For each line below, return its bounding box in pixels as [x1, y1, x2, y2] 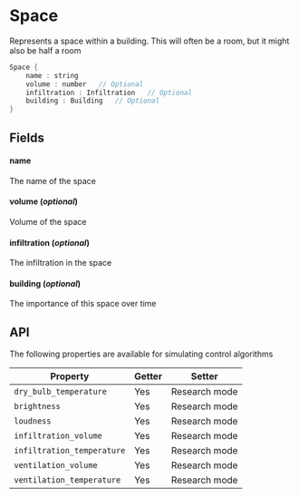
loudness [14, 416, 52, 426]
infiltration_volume [14, 431, 102, 441]
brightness [14, 401, 61, 412]
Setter [190, 370, 218, 383]
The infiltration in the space [9, 258, 112, 269]
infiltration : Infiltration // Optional [25, 88, 193, 97]
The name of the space [9, 175, 97, 186]
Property [49, 370, 90, 383]
